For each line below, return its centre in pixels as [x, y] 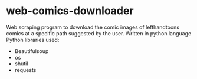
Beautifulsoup [32, 51]
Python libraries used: [33, 39]
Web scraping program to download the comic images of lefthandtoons [93, 27]
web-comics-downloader [70, 11]
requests [25, 70]
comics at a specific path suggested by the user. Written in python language [99, 33]
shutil [21, 64]
